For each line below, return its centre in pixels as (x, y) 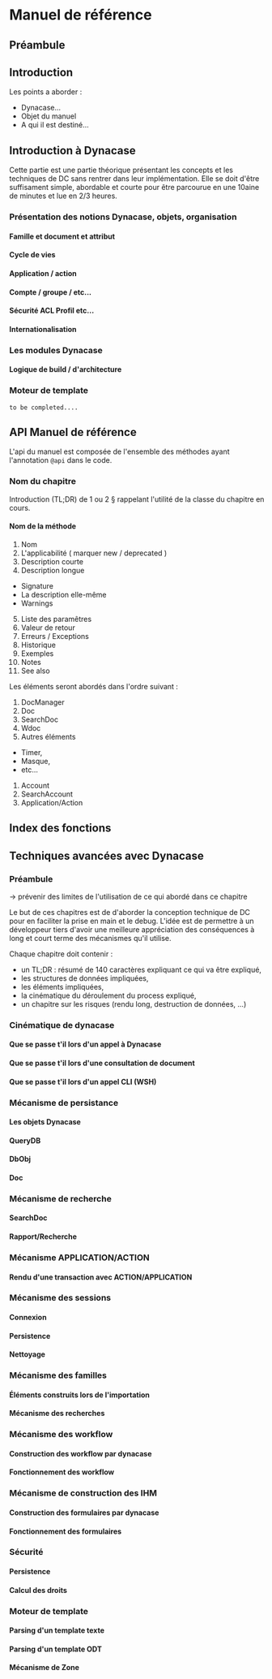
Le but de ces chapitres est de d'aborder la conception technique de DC (130, 912)
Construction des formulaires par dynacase (84, 1513)
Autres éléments (48, 736)
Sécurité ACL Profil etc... (52, 311)
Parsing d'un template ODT (55, 1649)
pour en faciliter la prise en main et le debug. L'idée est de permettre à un (132, 921)
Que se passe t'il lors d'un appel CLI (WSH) (83, 1081)
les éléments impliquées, (62, 986)
